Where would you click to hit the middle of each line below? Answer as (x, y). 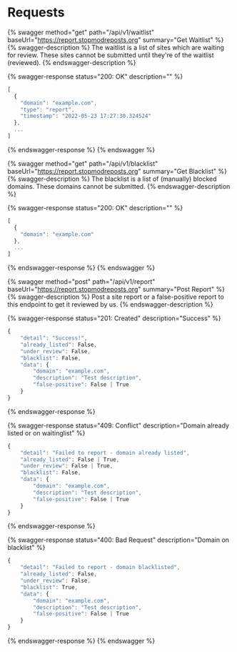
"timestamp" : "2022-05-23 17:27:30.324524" (86, 116)
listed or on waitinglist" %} (46, 433)
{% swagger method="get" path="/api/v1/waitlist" (81, 32)
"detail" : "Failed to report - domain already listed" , (105, 453)
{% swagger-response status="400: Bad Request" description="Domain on (118, 540)
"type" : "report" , (47, 109)
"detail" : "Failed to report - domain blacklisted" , (100, 568)
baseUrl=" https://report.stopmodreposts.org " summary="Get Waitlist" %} (116, 39)
